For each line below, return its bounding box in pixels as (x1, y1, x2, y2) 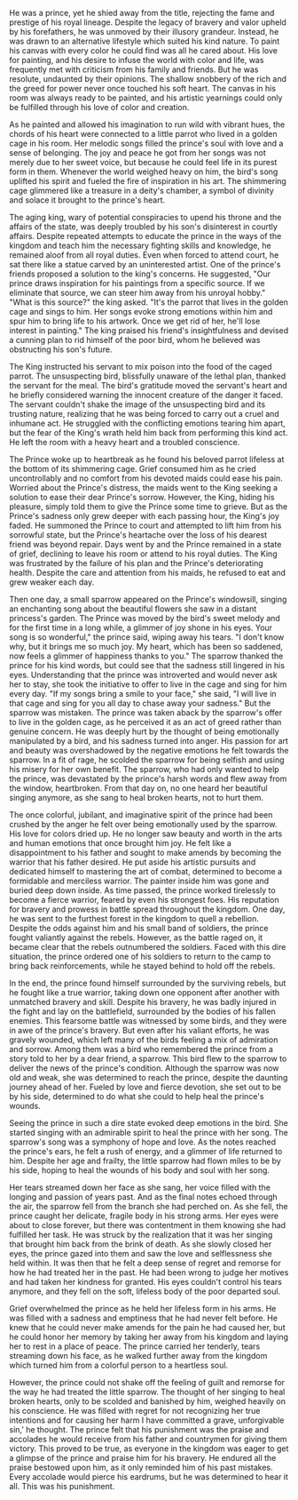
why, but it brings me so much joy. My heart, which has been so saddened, (9, 642, 284, 651)
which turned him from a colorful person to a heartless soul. (9, 1360, 229, 1370)
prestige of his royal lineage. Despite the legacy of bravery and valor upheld (9, 17, 286, 28)
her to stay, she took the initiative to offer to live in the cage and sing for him (9, 679, 287, 690)
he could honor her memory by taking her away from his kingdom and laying (9, 1332, 289, 1342)
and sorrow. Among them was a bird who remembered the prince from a (9, 1044, 273, 1054)
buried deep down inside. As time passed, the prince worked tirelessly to (9, 885, 277, 896)
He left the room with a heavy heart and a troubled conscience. (9, 437, 240, 447)
